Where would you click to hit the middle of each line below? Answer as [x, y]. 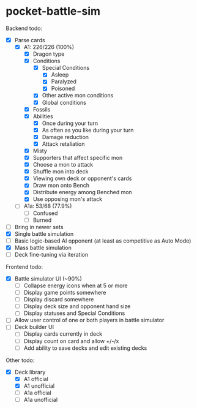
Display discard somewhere [59, 300]
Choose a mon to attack [63, 165]
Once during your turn [70, 123]
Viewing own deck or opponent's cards [82, 178]
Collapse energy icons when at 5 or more [76, 285]
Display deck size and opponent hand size [77, 306]
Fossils [42, 109]
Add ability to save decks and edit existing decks [85, 348]
